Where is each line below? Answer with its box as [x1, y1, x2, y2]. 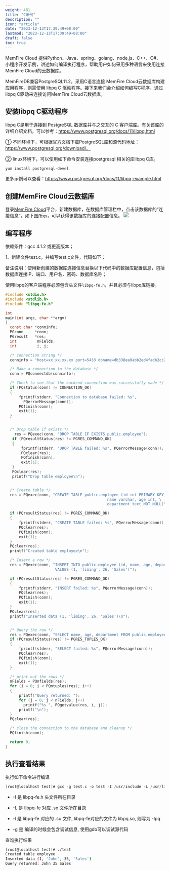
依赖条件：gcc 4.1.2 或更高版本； [5, 244, 74, 250]
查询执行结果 [5, 837, 32, 843]
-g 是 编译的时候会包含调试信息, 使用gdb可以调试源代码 [12, 826, 129, 832]
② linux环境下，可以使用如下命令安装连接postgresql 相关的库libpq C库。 [5, 155, 158, 162]
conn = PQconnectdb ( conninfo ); [10, 371, 76, 376]
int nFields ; [10, 339, 56, 344]
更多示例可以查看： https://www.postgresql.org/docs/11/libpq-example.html [5, 176, 161, 182]
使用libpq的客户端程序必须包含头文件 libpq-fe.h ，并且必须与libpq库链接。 [5, 282, 159, 288]
